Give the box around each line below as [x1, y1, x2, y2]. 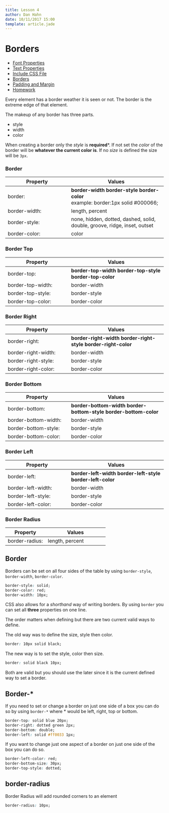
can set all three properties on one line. [5, 607, 87, 613]
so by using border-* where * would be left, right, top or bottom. [5, 708, 138, 714]
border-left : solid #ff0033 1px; [5, 732, 75, 737]
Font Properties [12, 60, 45, 66]
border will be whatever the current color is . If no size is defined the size [5, 147, 157, 153]
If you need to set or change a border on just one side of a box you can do [5, 702, 159, 709]
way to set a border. [5, 675, 47, 681]
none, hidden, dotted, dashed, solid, [71, 215, 156, 223]
